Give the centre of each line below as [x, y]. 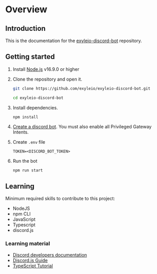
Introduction [26, 28]
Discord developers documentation [50, 255]
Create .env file [29, 142]
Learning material [28, 244]
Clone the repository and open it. [48, 79]
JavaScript [24, 220]
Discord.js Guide [30, 260]
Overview [26, 9]
